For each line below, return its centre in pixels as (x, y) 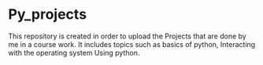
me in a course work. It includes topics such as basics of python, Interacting (132, 44)
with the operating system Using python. (74, 52)
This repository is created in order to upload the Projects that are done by (127, 36)
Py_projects (48, 14)
